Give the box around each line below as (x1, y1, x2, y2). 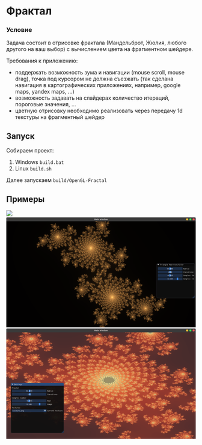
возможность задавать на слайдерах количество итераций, (14, 94, 170, 101)
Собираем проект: (6, 147, 54, 154)
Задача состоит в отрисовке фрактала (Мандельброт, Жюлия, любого (6, 39, 187, 46)
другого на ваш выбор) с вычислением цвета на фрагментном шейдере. (6, 46, 194, 53)
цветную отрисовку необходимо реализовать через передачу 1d (14, 107, 183, 115)
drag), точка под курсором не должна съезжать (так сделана (14, 75, 174, 82)
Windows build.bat (14, 159, 64, 166)
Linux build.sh (14, 165, 52, 172)
